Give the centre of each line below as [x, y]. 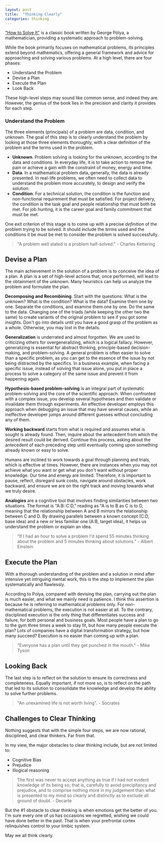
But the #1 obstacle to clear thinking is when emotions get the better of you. [82, 810]
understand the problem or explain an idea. [48, 527]
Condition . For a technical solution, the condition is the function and [81, 193]
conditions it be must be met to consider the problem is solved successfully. [82, 234]
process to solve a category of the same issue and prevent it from [71, 374]
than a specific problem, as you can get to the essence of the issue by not [80, 358]
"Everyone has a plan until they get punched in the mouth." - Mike [83, 645]
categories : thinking [27, 19]
